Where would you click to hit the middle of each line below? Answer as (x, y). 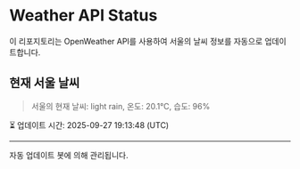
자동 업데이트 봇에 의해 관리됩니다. (69, 155)
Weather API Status (83, 16)
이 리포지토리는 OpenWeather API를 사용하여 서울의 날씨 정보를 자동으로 (136, 41)
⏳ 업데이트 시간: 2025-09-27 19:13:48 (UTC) (89, 125)
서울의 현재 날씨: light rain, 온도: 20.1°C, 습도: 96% (121, 106)
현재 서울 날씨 (45, 83)
